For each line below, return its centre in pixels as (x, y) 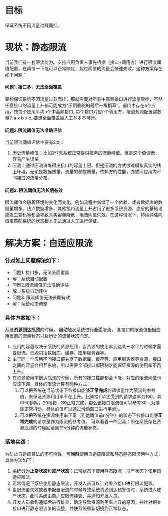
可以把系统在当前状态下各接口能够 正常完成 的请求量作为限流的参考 (88, 390)
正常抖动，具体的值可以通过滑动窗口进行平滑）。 (74, 409)
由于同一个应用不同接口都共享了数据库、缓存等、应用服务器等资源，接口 (87, 359)
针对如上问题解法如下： (33, 260)
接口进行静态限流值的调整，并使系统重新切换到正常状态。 (71, 508)
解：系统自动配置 (30, 278)
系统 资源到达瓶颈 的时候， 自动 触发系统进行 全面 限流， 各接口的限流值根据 (81, 330)
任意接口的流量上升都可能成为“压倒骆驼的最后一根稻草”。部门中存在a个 (78, 105)
